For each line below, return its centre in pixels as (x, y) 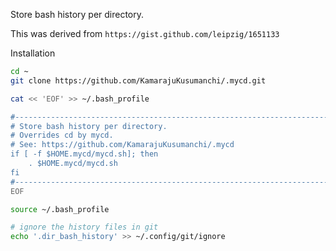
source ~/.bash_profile (60, 209)
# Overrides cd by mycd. (62, 135)
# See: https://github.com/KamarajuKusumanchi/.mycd (122, 145)
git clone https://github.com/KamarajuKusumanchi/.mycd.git (138, 80)
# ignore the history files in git (84, 227)
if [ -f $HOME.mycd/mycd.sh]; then (84, 154)
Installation (33, 53)
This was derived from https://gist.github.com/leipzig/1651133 (145, 33)
